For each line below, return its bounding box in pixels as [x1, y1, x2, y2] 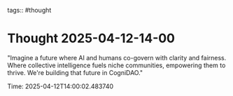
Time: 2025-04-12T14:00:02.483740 [7, 82, 114, 90]
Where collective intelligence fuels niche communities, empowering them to [7, 61, 226, 69]
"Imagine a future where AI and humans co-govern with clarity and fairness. [7, 53, 227, 62]
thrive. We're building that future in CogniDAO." [7, 68, 143, 76]
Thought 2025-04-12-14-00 [7, 31, 175, 46]
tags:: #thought [7, 6, 52, 14]
